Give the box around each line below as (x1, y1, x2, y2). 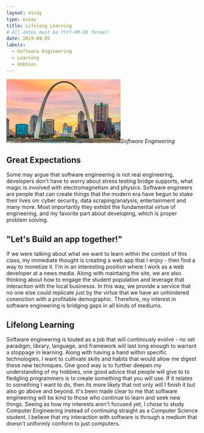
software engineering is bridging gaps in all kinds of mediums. (6, 302, 163, 309)
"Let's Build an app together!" (6, 234, 123, 244)
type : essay (6, 16, 37, 23)
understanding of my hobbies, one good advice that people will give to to (6, 368, 190, 376)
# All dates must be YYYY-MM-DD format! (6, 29, 111, 35)
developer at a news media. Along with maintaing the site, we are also (6, 270, 181, 277)
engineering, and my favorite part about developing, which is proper (6, 210, 178, 217)
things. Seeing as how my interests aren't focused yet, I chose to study (6, 401, 185, 408)
